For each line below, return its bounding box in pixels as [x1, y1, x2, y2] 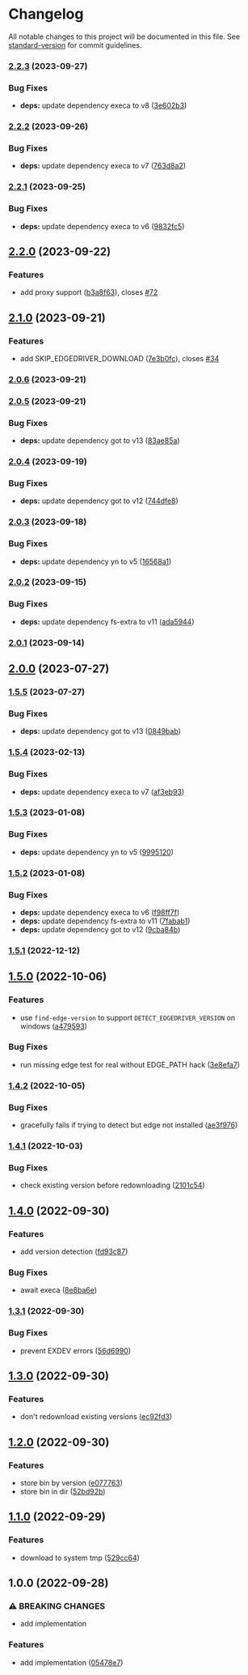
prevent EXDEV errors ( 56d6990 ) [19, 1345, 132, 1355]
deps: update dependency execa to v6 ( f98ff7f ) [19, 907, 180, 917]
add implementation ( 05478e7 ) [19, 1657, 124, 1667]
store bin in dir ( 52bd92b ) [19, 1486, 106, 1496]
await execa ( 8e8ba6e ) [19, 1285, 98, 1295]
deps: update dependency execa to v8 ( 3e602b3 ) [19, 100, 187, 110]
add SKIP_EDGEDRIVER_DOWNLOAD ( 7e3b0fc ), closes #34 [19, 353, 220, 363]
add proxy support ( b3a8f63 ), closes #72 [19, 288, 158, 297]
